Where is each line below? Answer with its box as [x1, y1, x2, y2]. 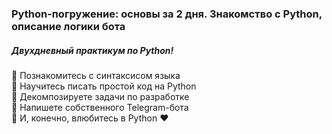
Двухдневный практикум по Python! [11, 44, 174, 56]
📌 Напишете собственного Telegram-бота [11, 101, 189, 113]
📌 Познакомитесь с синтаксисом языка [11, 69, 181, 81]
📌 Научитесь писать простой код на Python [11, 80, 197, 92]
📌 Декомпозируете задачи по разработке [11, 90, 190, 102]
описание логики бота [11, 19, 126, 33]
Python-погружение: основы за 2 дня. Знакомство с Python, [11, 7, 323, 21]
